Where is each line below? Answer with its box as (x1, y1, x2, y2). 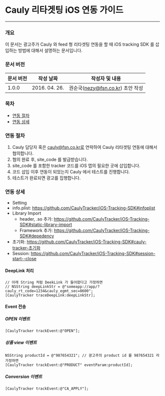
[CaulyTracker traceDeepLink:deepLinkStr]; (5, 293, 96, 298)
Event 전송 (5, 304, 26, 310)
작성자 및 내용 (91, 75, 121, 82)
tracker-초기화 (12, 245, 41, 251)
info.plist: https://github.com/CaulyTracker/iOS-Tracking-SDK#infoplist (12, 205, 156, 211)
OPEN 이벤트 (5, 315, 30, 322)
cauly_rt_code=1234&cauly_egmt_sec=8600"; (5, 288, 93, 293)
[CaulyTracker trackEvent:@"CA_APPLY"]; (5, 386, 89, 391)
